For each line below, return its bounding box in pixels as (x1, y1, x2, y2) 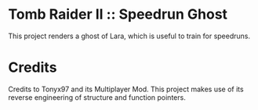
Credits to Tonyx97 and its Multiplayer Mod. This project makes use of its (8, 84, 245, 94)
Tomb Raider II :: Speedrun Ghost (8, 5, 228, 23)
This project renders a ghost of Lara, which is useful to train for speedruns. (8, 31, 251, 41)
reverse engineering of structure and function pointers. (8, 92, 186, 102)
